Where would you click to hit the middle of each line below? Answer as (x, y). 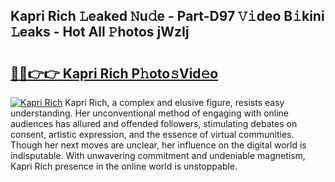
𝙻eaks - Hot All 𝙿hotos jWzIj (100, 32)
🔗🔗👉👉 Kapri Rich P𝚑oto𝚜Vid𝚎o (114, 73)
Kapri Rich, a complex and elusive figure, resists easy (174, 102)
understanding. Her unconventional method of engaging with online (150, 113)
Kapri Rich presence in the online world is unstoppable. (124, 166)
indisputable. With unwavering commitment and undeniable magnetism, (158, 155)
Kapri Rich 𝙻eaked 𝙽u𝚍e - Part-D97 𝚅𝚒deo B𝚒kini (167, 16)
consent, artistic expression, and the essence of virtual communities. (152, 134)
